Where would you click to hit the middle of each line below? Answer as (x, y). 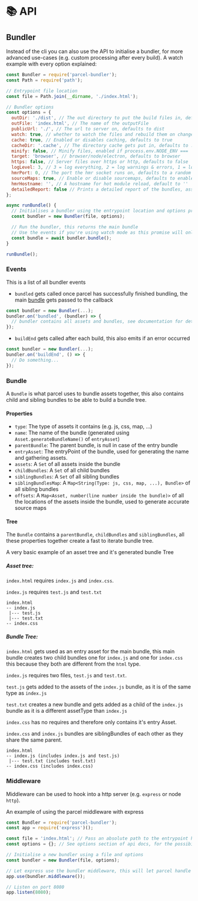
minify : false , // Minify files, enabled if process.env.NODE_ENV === (100, 151)
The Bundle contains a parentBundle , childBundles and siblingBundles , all (95, 535)
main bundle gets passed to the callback (64, 300)
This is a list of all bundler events (46, 282)
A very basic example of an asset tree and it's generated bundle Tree (90, 552)
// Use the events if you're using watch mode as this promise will (97, 232)
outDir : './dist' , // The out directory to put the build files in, (97, 118)
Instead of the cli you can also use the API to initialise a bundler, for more (95, 51)
